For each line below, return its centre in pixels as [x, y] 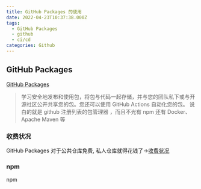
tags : [13, 23]
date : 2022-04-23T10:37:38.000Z [47, 17]
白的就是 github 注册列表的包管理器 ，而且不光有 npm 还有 [94, 111]
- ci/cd [21, 40]
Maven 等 [54, 119]
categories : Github [31, 46]
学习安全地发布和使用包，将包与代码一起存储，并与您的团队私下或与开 [108, 96]
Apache [31, 119]
